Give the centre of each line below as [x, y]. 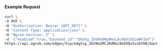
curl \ [11, 17]
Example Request [22, 7]
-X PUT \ [13, 22]
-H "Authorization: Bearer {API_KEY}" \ [46, 26]
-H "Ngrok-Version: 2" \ [29, 35]
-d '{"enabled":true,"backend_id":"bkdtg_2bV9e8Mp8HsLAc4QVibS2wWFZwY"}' [81, 39]
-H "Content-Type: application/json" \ [45, 30]
